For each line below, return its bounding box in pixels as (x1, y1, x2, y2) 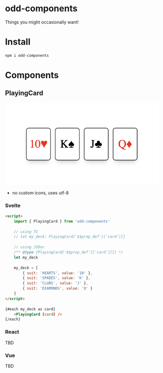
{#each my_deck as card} (5, 306, 56, 311)
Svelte (5, 202, 21, 209)
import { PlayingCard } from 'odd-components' (14, 219, 110, 224)
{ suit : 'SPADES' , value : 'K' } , (22, 276, 91, 280)
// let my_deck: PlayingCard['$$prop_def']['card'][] (14, 234, 125, 239)
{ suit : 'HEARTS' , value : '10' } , (22, 270, 93, 276)
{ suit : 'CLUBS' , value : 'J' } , (22, 281, 89, 286)
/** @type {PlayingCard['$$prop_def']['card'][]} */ (14, 250, 123, 255)
